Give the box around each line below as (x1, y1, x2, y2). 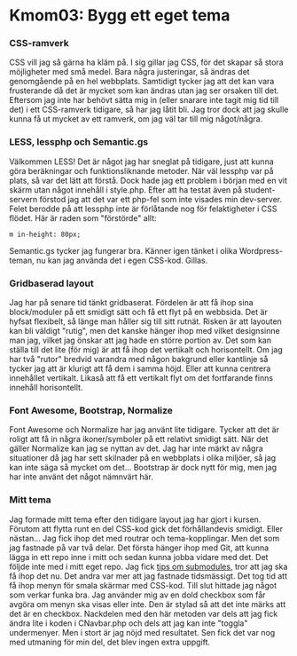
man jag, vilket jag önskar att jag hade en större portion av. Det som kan (9, 335, 272, 346)
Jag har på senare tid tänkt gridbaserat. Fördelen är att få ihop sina (9, 297, 254, 308)
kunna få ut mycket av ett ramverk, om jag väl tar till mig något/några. (9, 114, 263, 124)
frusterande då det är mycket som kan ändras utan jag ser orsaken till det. (9, 85, 279, 96)
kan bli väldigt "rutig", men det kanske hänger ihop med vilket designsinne (9, 326, 281, 336)
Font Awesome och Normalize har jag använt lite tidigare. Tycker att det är (9, 424, 279, 435)
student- (243, 184, 276, 195)
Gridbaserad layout (9, 277, 95, 289)
